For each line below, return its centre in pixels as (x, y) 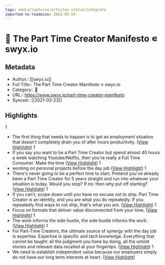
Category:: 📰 (25, 90)
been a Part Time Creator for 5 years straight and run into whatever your (85, 179)
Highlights (21, 116)
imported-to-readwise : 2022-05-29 (41, 14)
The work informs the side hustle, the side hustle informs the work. (80, 221)
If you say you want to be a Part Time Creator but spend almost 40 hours (86, 153)
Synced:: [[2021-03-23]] (37, 100)
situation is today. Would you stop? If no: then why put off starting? (80, 184)
